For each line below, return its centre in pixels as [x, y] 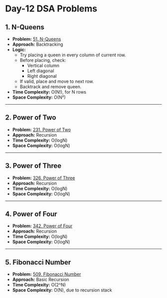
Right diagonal [42, 76]
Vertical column [43, 66]
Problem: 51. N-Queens [37, 39]
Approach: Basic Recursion [41, 280]
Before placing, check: [43, 60]
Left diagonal [41, 71]
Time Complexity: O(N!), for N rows [49, 92]
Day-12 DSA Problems [51, 9]
